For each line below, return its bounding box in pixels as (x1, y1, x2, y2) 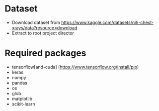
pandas (11, 80, 28, 86)
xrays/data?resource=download (11, 24, 78, 30)
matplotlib (11, 96, 33, 102)
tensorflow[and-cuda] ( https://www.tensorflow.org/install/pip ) (11, 64, 139, 70)
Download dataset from (11, 19, 60, 25)
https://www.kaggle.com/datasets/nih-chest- (61, 19, 154, 25)
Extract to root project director (11, 30, 74, 36)
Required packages (4, 48, 86, 59)
